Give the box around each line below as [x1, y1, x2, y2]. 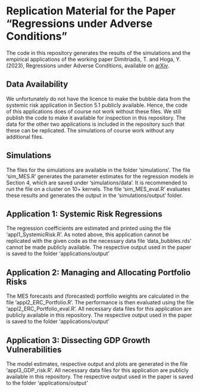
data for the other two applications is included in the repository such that [6, 121, 185, 128]
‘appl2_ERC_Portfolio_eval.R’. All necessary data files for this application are [6, 305, 192, 313]
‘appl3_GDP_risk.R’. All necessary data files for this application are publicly [6, 367, 189, 374]
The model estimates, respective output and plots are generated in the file [6, 360, 188, 368]
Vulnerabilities [6, 344, 62, 354]
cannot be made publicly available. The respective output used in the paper [6, 243, 192, 251]
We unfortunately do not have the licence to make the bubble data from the [6, 95, 190, 102]
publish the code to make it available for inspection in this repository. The [6, 114, 186, 121]
